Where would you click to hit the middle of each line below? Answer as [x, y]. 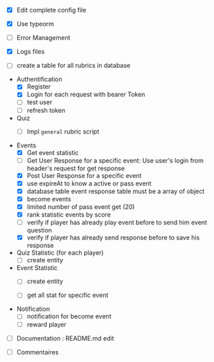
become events [49, 199]
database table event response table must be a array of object [116, 191]
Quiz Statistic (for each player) [60, 253]
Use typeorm [35, 24]
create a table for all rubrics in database [73, 66]
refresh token [46, 110]
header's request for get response [76, 168]
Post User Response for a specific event [84, 175]
